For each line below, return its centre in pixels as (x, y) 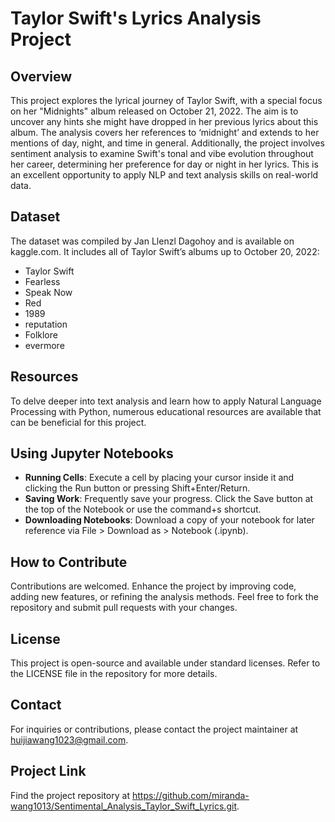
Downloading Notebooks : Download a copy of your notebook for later (169, 520)
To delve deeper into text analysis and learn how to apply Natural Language (166, 401)
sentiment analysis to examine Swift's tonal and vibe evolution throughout (162, 153)
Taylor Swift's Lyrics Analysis (136, 18)
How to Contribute (69, 562)
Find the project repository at (70, 795)
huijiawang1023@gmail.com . (69, 739)
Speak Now (48, 292)
